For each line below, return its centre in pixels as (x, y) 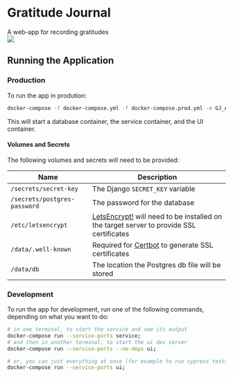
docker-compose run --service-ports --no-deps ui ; (82, 349)
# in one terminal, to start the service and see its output (97, 330)
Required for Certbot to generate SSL (153, 245)
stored (103, 273)
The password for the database (144, 202)
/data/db (25, 269)
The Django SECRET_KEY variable (144, 188)
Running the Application (61, 61)
